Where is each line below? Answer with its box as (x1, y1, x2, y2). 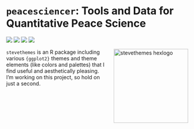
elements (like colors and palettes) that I (6, 61, 105, 68)
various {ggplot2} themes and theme (6, 54, 97, 62)
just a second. (6, 80, 41, 87)
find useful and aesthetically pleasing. (6, 67, 99, 75)
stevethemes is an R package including (6, 49, 100, 56)
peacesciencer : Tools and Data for (6, 4, 174, 18)
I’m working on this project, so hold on (6, 73, 100, 80)
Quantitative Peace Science (6, 17, 146, 30)
